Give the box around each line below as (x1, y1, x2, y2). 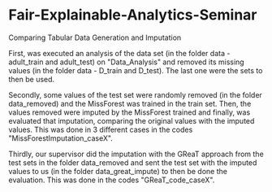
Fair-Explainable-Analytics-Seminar (8, 6, 257, 24)
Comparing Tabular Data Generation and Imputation (8, 33, 182, 42)
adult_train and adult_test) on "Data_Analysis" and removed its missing (8, 57, 245, 67)
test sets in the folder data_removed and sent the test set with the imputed (8, 157, 257, 168)
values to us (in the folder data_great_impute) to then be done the (8, 166, 227, 176)
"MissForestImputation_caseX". (8, 133, 114, 143)
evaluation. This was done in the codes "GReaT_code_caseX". (8, 175, 215, 185)
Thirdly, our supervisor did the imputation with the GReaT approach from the (8, 149, 264, 159)
